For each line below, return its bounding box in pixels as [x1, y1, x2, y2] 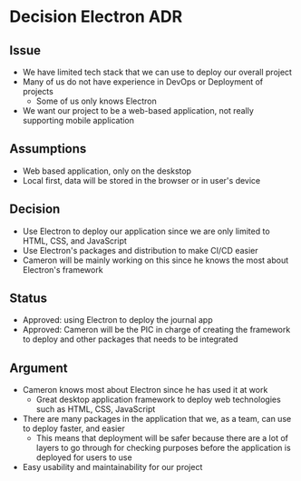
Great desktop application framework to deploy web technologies [35, 394, 281, 406]
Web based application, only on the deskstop [22, 165, 192, 176]
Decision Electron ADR [9, 6, 183, 27]
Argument [9, 360, 68, 376]
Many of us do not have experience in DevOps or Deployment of [22, 76, 264, 87]
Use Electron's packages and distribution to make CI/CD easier [22, 245, 258, 256]
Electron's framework [22, 264, 103, 275]
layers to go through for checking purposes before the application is [35, 443, 292, 454]
